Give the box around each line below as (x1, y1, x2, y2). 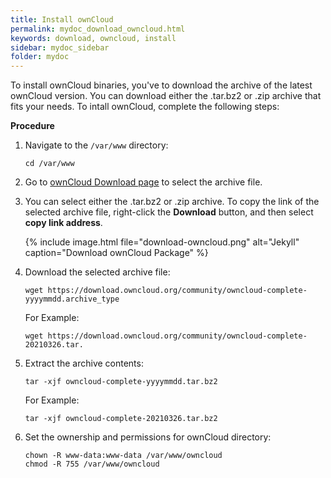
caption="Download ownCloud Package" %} (24, 247, 209, 259)
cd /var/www (24, 159, 75, 169)
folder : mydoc (10, 52, 70, 62)
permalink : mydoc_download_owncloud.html (10, 24, 186, 34)
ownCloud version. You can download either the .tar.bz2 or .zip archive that (10, 90, 322, 102)
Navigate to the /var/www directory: (24, 139, 169, 151)
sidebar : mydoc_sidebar (10, 42, 110, 53)
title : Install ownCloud (10, 14, 114, 25)
